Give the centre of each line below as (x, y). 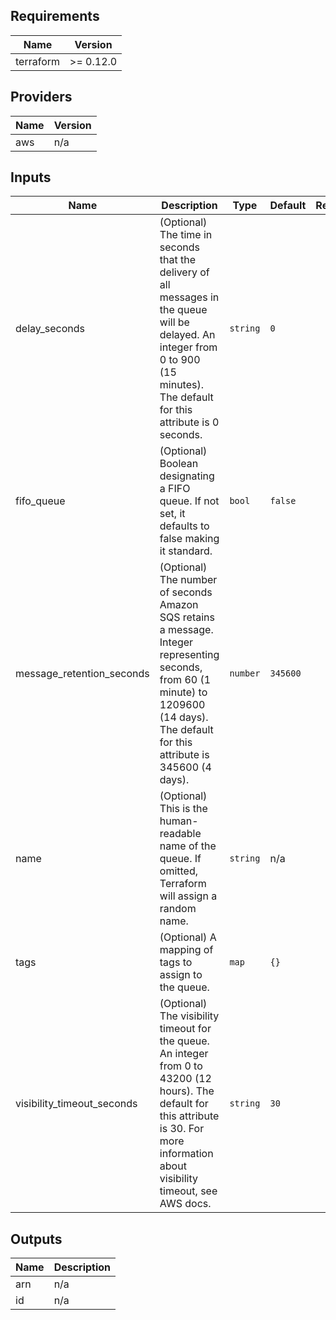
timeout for (185, 1029)
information (186, 1154)
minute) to (183, 692)
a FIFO (175, 489)
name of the (188, 846)
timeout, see (188, 1191)
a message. (186, 630)
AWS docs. (185, 1204)
